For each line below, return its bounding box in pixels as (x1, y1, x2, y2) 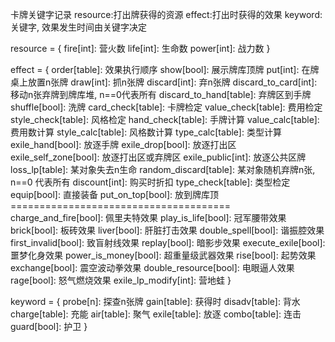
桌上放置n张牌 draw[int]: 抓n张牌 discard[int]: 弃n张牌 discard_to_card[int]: (10, 76, 318, 88)
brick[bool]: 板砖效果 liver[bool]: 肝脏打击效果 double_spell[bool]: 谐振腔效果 (10, 224, 325, 236)
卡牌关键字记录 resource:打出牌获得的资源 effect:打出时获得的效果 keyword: (10, 9, 323, 20)
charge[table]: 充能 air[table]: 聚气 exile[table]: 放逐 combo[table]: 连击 (10, 308, 302, 320)
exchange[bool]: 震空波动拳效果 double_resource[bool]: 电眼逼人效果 (10, 262, 295, 273)
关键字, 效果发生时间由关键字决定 (10, 21, 147, 33)
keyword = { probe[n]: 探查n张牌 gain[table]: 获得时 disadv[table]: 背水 (10, 296, 301, 307)
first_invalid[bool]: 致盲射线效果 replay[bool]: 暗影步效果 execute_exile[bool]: (10, 237, 326, 248)
